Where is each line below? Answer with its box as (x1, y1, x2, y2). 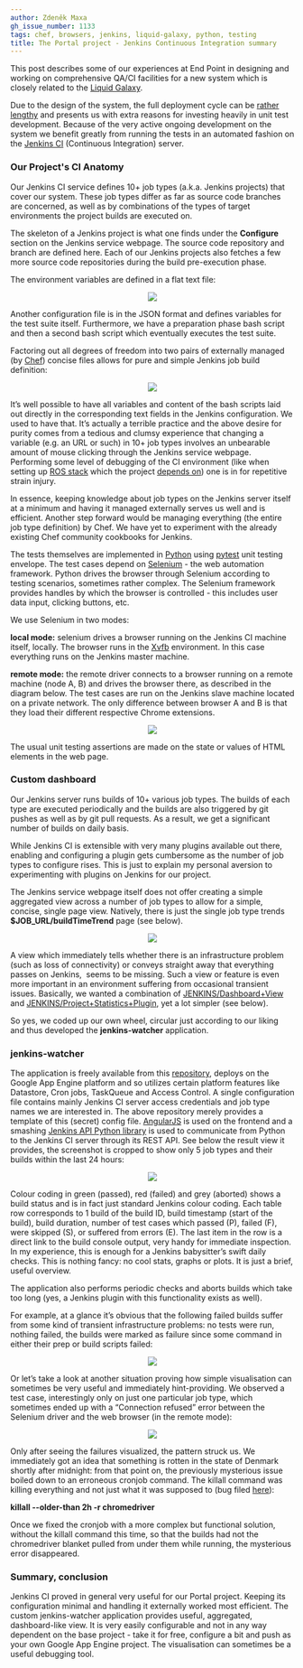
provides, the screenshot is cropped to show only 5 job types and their (10, 1144, 273, 1156)
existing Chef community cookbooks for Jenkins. (10, 531, 193, 542)
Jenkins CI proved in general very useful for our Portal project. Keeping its (10, 1591, 287, 1602)
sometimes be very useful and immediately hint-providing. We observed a (10, 1383, 285, 1393)
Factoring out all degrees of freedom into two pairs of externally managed (10, 345, 285, 356)
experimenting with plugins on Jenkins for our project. (10, 869, 212, 880)
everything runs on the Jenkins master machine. (10, 651, 190, 662)
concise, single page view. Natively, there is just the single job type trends (10, 905, 285, 917)
